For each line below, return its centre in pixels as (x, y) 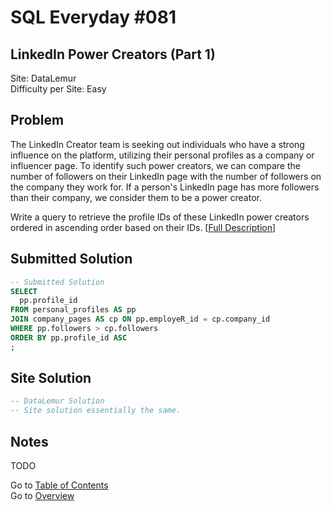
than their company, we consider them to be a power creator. (136, 197)
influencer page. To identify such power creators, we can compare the (155, 165)
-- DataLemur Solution (57, 401)
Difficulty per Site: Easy (58, 89)
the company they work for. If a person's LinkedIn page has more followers (165, 187)
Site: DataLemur (43, 78)
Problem (37, 120)
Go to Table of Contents (59, 485)
